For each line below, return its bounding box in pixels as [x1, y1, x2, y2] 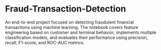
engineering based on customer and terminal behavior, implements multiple [5, 29, 157, 35]
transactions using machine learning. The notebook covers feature [5, 24, 139, 30]
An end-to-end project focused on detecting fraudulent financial [5, 19, 134, 25]
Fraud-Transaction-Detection [5, 3, 126, 14]
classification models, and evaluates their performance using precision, [5, 35, 148, 40]
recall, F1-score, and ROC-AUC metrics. [5, 39, 85, 45]
